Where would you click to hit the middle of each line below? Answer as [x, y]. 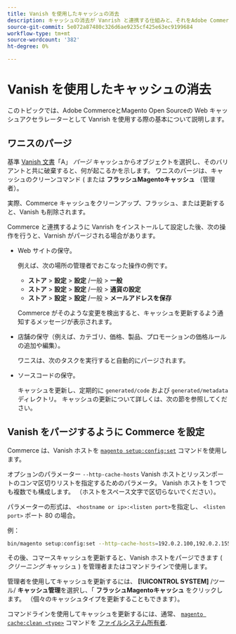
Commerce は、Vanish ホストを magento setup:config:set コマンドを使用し [117, 450]
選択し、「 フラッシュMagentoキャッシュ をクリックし [145, 590]
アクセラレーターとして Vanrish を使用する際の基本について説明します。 [124, 119]
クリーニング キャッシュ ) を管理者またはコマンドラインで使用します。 [109, 567]
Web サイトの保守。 [46, 250]
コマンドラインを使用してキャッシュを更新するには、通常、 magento [105, 614]
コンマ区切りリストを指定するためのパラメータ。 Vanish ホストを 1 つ [120, 483]
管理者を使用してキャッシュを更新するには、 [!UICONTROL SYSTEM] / [110, 581]
